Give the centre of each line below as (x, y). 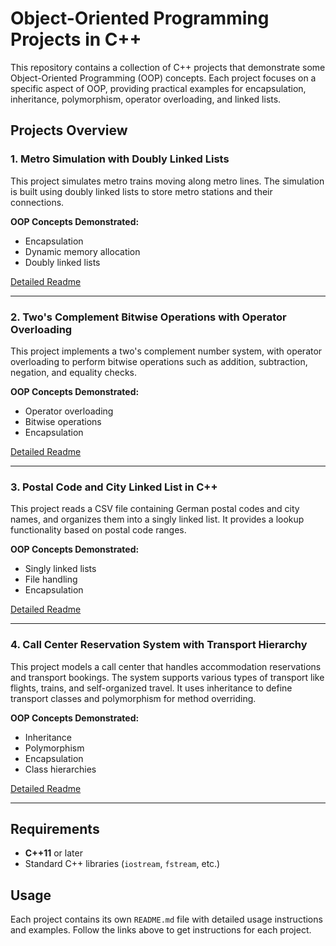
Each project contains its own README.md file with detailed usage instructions (166, 919)
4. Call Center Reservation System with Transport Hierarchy (159, 645)
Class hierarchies (60, 769)
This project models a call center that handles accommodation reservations (166, 666)
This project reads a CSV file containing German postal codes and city (155, 509)
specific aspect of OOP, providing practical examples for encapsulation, (158, 88)
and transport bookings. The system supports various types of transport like (167, 677)
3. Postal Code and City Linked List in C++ (114, 487)
